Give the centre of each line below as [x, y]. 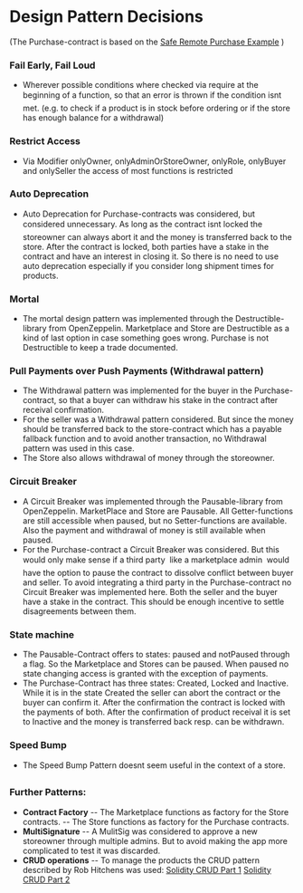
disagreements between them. [80, 611]
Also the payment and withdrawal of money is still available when [144, 530]
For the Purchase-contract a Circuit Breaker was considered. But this [151, 549]
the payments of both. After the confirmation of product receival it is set [156, 712]
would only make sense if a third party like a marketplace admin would [156, 560]
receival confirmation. [63, 410]
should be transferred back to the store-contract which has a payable [152, 429]
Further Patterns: [48, 792]
